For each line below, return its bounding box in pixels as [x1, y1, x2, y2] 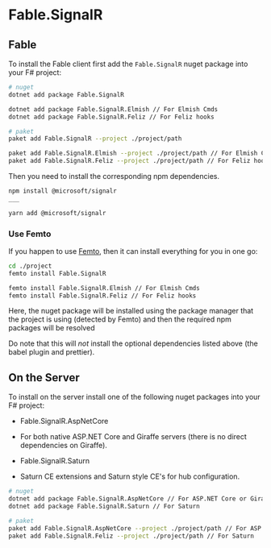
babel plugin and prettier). [8, 347, 95, 357]
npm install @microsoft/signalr [8, 187, 117, 195]
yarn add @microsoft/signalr [8, 209, 106, 217]
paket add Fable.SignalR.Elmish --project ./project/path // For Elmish [8, 149, 258, 158]
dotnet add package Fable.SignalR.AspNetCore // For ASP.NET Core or [8, 495, 248, 503]
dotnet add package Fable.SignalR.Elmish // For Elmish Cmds [8, 105, 219, 114]
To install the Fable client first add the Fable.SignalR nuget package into [8, 59, 248, 68]
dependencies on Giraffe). [19, 441, 107, 450]
